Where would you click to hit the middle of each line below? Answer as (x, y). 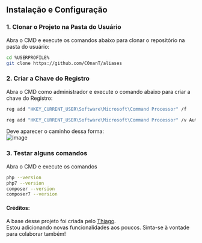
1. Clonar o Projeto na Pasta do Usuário (64, 27)
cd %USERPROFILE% (28, 57)
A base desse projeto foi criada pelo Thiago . (61, 221)
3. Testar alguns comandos (47, 153)
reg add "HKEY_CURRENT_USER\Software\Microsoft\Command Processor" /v (96, 120)
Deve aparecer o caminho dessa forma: (55, 131)
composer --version (31, 189)
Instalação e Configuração (57, 10)
